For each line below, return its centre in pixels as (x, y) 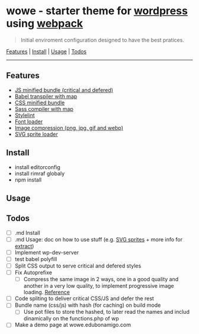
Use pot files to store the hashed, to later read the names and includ (106, 312)
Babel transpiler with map (46, 96)
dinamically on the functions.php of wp (71, 319)
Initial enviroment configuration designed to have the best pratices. (102, 40)
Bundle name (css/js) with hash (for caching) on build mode (88, 305)
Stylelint (25, 115)
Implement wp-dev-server (46, 252)
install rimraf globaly (40, 173)
